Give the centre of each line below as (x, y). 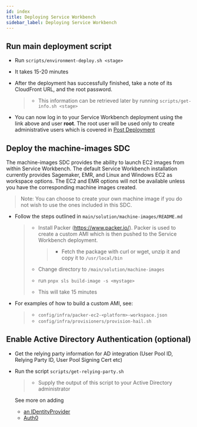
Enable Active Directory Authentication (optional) (98, 339)
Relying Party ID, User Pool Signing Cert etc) (68, 359)
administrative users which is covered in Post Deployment (85, 130)
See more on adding (39, 400)
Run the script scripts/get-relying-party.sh (69, 371)
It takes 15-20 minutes (41, 72)
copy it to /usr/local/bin (92, 258)
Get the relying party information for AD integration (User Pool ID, (94, 354)
